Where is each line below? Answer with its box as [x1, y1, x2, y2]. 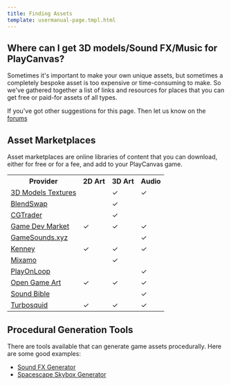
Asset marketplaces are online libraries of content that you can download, [7, 153, 218, 161]
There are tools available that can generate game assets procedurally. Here [7, 342, 222, 350]
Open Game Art [10, 278, 62, 287]
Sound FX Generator [17, 363, 76, 371]
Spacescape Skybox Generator [17, 370, 107, 378]
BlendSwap [10, 199, 48, 208]
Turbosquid [10, 301, 48, 310]
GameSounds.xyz [10, 233, 68, 242]
